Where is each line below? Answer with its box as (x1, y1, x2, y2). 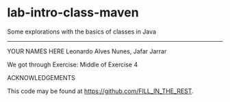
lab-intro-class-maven (7, 5, 139, 21)
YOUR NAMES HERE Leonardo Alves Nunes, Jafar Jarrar (7, 47, 167, 55)
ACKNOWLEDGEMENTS (7, 73, 75, 81)
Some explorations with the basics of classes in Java (7, 27, 156, 36)
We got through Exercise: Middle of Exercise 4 (7, 60, 138, 68)
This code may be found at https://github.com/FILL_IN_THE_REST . (7, 87, 194, 95)
